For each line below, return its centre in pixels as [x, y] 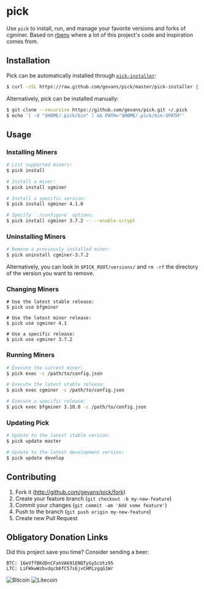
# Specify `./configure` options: [51, 215]
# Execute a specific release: [46, 401]
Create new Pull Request [46, 518]
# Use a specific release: [41, 334]
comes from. [22, 41]
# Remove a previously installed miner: [59, 249]
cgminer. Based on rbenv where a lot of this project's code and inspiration [100, 34]
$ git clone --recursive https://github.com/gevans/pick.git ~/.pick [97, 110]
